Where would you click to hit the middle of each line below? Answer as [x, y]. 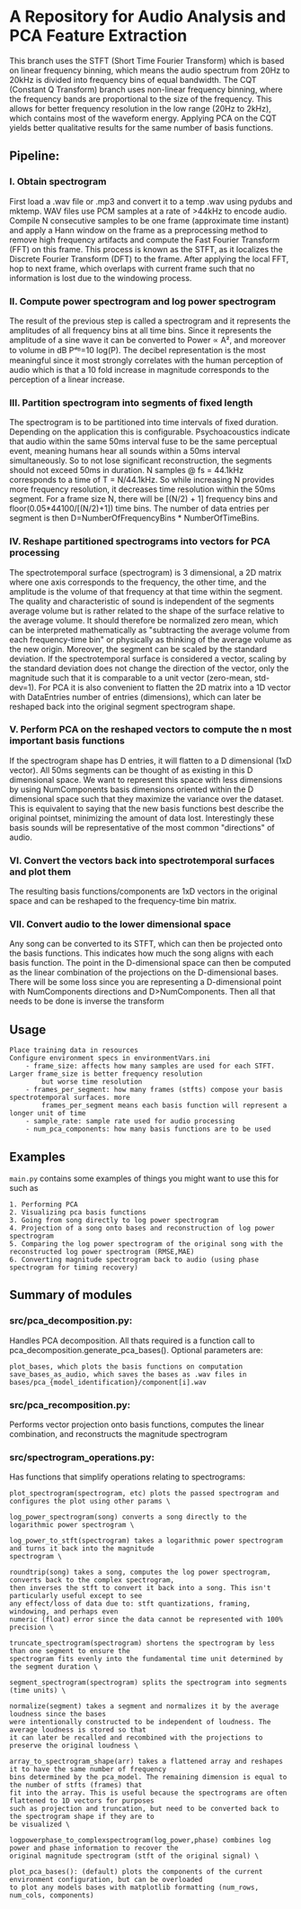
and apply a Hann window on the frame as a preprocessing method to [138, 230]
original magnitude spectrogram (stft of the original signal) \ [134, 1856]
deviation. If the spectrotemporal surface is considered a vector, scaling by [148, 659]
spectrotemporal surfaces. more [70, 1098]
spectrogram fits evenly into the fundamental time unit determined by [146, 1659]
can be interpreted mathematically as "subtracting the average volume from [150, 630]
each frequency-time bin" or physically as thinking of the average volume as [150, 639]
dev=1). [23, 687]
